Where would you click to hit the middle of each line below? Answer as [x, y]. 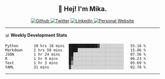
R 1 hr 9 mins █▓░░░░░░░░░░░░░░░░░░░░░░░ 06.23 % [76, 59]
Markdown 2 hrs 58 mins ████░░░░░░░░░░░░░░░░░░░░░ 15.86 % [76, 50]
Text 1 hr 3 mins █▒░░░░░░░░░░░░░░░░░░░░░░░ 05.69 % [76, 63]
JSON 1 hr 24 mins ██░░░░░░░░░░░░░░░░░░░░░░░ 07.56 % [76, 54]
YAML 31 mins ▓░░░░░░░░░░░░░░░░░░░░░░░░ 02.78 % [76, 67]
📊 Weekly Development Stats [36, 35]
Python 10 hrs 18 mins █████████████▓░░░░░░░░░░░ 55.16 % [76, 46]
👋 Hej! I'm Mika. [82, 9]
